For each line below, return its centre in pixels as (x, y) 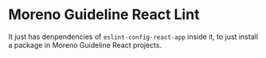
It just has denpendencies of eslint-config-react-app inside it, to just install (133, 37)
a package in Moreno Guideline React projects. (85, 44)
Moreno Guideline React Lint (104, 15)
